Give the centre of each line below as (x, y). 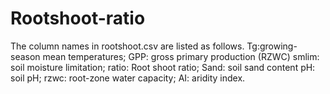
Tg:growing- (272, 46)
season (25, 56)
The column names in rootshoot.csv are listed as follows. (127, 46)
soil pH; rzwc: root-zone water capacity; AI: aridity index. (128, 78)
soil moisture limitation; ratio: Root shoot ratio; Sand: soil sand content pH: (163, 67)
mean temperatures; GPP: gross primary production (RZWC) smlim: (181, 56)
